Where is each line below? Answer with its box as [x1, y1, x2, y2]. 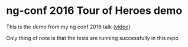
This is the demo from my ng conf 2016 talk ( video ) [6, 23, 131, 30]
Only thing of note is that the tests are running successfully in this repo [6, 34, 179, 41]
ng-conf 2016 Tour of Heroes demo [6, 4, 183, 17]
